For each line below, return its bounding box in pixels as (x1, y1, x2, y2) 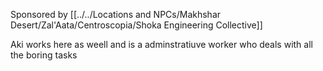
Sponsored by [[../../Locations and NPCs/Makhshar (10, 9, 222, 20)
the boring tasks (10, 49, 78, 61)
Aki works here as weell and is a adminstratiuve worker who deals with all (10, 39, 313, 50)
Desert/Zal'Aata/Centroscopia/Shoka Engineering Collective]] (10, 19, 263, 31)
